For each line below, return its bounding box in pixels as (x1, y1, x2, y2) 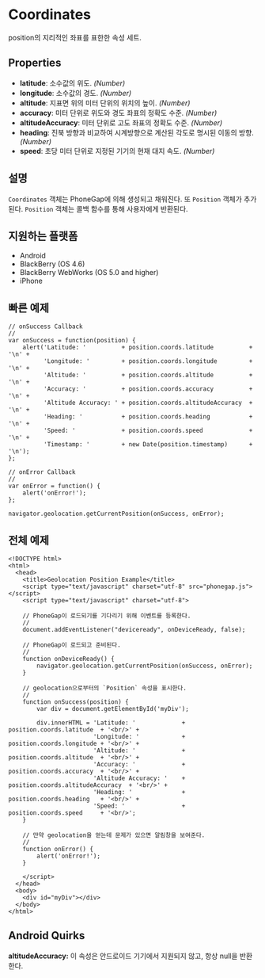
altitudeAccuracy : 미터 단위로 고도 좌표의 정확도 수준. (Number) (19, 117, 223, 128)
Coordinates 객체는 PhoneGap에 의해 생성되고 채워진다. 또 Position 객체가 (8, 194, 243, 204)
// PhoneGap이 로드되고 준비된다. (22, 641, 121, 649)
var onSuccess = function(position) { (8, 337, 136, 345)
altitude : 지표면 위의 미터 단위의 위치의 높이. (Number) (19, 97, 191, 108)
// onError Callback (8, 468, 77, 476)
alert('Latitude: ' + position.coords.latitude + (22, 343, 253, 352)
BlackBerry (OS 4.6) (19, 259, 85, 269)
